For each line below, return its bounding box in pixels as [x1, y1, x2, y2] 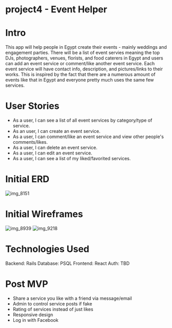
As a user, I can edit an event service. [12, 150, 92, 156]
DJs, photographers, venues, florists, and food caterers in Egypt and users [5, 55, 163, 61]
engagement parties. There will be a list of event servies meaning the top [5, 50, 160, 56]
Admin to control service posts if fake [12, 300, 92, 306]
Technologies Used [5, 243, 90, 255]
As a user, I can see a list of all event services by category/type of [12, 117, 152, 124]
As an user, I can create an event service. [12, 128, 101, 134]
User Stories [5, 100, 60, 112]
